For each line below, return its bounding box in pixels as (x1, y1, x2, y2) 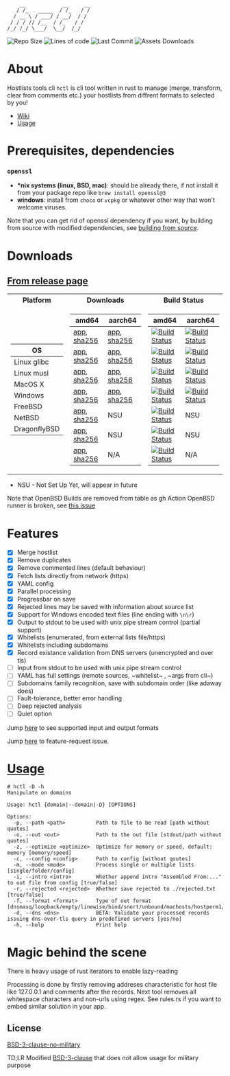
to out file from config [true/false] (7, 880, 118, 886)
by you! (7, 98, 29, 106)
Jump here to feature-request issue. (7, 737, 110, 745)
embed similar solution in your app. (7, 1003, 106, 1011)
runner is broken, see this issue (7, 501, 96, 510)
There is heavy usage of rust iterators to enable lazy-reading (7, 967, 178, 976)
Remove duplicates (16, 556, 72, 564)
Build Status (163, 295, 204, 305)
